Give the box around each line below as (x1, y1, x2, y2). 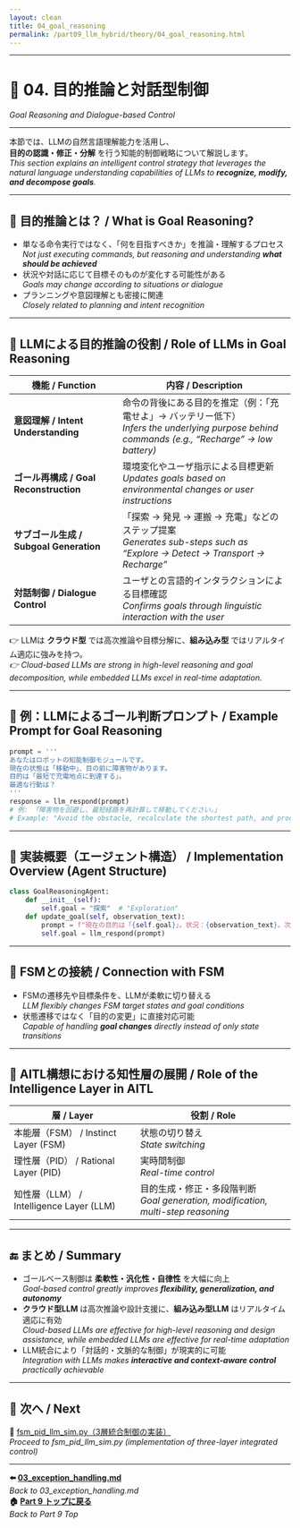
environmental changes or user (121, 482, 254, 495)
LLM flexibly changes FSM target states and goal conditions (21, 1000, 245, 1011)
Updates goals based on (121, 472, 226, 484)
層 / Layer (52, 1109, 94, 1122)
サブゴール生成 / (13, 528, 83, 541)
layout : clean (9, 13, 62, 22)
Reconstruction (13, 482, 81, 495)
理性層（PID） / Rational (13, 1155, 115, 1167)
